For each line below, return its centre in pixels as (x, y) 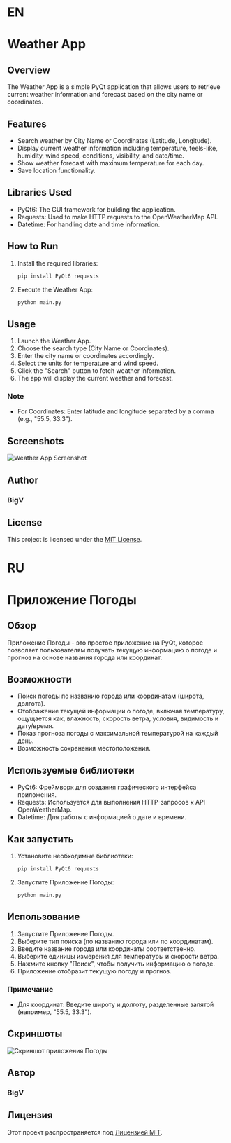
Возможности (39, 679)
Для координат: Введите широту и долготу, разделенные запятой (115, 1004)
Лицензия (30, 1115)
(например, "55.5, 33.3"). (54, 1012)
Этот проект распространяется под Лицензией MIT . (85, 1132)
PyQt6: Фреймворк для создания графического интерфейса (107, 787)
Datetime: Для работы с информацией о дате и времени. (102, 817)
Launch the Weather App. (54, 341)
